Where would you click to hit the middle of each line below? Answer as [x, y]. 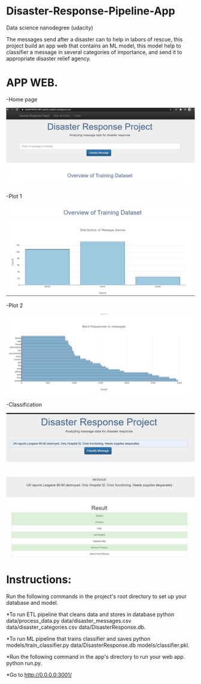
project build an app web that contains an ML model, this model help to [94, 46]
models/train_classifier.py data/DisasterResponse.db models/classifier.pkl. [98, 645]
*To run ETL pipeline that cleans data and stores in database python [90, 614]
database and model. [32, 602]
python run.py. [24, 663]
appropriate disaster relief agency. [48, 58]
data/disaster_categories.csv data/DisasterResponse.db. [76, 627]
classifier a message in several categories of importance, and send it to [94, 52]
